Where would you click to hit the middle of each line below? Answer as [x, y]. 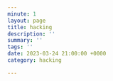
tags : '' [20, 47]
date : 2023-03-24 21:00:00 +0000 [57, 54]
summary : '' [25, 40]
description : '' [31, 34]
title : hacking [30, 27]
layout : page [27, 21]
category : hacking [34, 60]
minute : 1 [22, 14]
